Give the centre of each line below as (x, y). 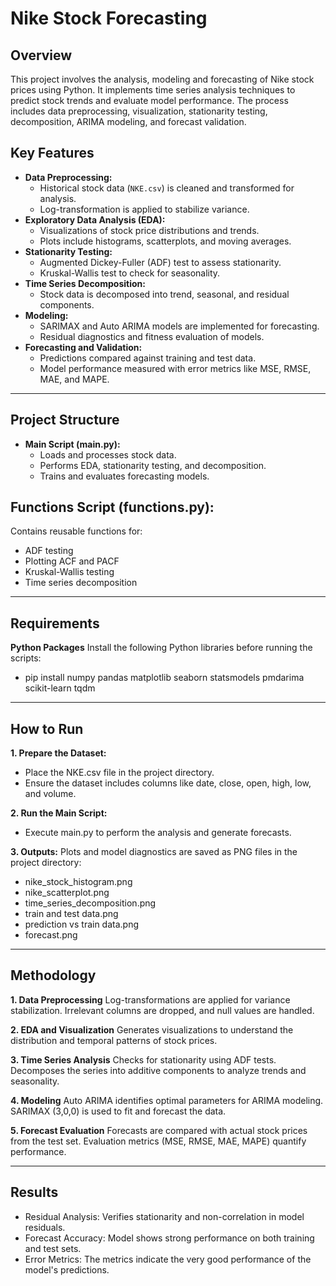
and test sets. (53, 1248)
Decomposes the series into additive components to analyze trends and (158, 1070)
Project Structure (65, 420)
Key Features (52, 153)
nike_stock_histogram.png (78, 882)
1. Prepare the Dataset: (58, 753)
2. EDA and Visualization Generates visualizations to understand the (152, 1029)
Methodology (53, 975)
